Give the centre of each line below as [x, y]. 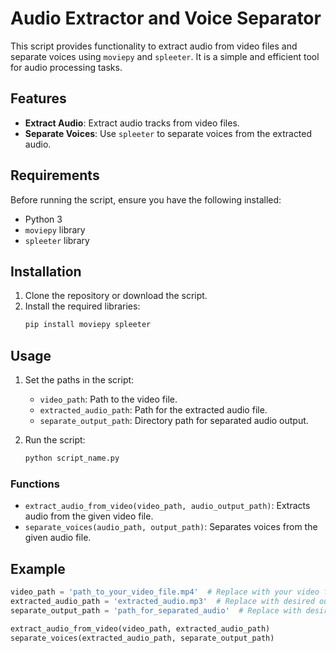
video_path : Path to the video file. [108, 399]
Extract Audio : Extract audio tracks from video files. [132, 123]
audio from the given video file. [89, 516]
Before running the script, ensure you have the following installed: [146, 199]
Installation [46, 271]
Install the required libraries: [82, 306]
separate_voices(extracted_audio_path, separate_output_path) [142, 638]
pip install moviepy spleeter [88, 325]
